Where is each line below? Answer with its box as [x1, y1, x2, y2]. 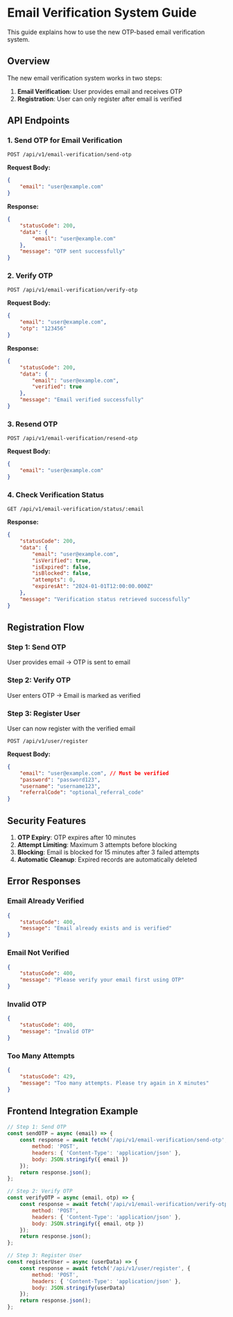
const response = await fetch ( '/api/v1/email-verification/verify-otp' [19, 1201, 231, 1208]
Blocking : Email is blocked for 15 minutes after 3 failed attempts [17, 848, 200, 857]
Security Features [7, 814, 87, 827]
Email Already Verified [7, 896, 85, 906]
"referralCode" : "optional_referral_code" [19, 789, 144, 796]
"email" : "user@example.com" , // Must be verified [19, 769, 169, 777]
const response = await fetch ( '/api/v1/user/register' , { [19, 1265, 191, 1272]
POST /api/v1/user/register [7, 737, 89, 744]
